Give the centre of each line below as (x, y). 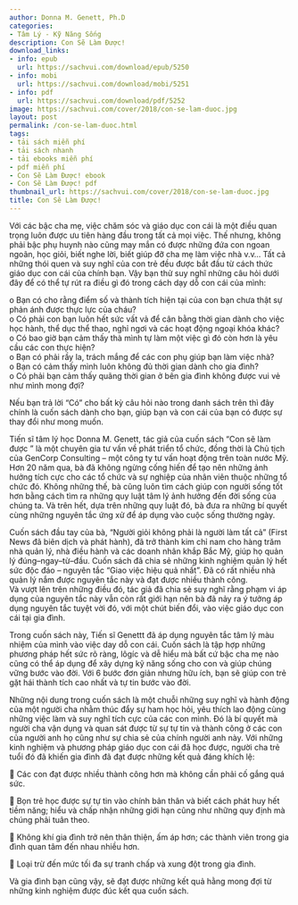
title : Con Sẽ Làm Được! (55, 201)
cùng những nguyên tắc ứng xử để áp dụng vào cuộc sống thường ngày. (142, 515)
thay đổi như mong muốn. (57, 422)
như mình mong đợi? (47, 385)
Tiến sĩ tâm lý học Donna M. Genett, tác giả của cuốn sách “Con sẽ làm (140, 439)
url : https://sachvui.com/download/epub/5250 (103, 68)
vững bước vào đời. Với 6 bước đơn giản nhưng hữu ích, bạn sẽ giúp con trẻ (148, 673)
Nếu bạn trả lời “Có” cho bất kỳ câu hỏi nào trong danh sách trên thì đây (142, 402)
